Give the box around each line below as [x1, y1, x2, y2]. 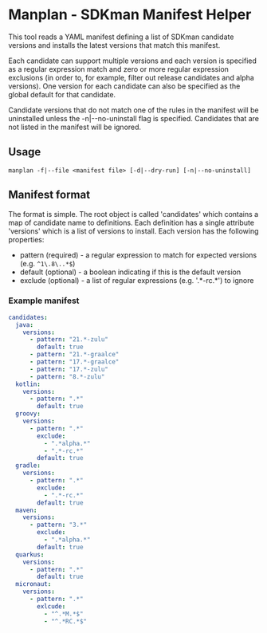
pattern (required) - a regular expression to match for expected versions [19, 250, 257, 260]
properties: [8, 234, 45, 244]
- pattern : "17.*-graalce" [29, 358, 120, 366]
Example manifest [8, 295, 80, 306]
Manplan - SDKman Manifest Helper [8, 6, 252, 24]
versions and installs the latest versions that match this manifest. [8, 40, 221, 49]
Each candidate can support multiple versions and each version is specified [8, 56, 257, 65]
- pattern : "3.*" [29, 521, 88, 529]
